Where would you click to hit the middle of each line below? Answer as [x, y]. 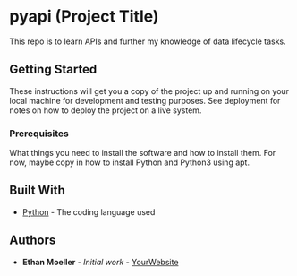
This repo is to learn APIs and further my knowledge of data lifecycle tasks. [148, 41]
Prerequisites [39, 134]
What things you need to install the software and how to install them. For [143, 153]
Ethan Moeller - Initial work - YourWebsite [100, 262]
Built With [37, 190]
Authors [33, 241]
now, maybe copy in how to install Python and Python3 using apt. [130, 162]
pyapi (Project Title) [84, 17]
